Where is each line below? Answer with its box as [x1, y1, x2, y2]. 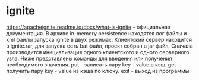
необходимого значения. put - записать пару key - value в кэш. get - [6, 61, 180, 68]
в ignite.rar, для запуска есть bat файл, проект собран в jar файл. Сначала [6, 42, 193, 49]
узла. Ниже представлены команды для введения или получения [6, 55, 172, 62]
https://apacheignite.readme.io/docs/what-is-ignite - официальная [6, 24, 170, 31]
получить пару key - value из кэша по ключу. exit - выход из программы [6, 67, 189, 74]
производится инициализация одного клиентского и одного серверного [6, 48, 189, 55]
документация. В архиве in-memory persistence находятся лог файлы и [6, 29, 187, 36]
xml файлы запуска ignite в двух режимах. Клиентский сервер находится [6, 36, 192, 43]
